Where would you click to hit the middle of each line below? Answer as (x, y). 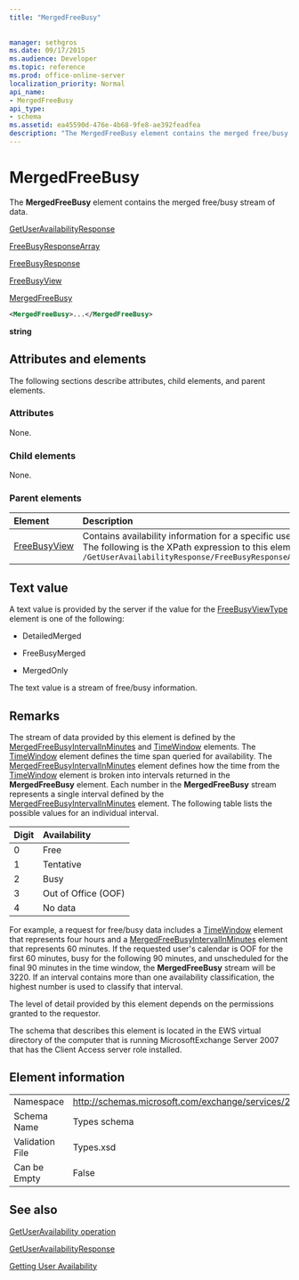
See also (33, 1210)
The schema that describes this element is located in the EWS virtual (135, 1031)
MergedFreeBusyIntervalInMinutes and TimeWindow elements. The (133, 747)
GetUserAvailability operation (63, 1231)
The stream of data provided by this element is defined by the (122, 738)
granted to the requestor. (55, 1014)
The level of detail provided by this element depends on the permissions (141, 1004)
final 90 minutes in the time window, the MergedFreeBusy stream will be (142, 968)
